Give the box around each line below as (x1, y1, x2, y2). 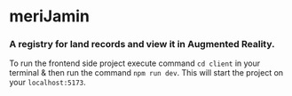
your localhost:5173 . (9, 77, 86, 88)
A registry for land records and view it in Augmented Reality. (9, 38, 275, 51)
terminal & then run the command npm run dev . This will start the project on (9, 68, 284, 78)
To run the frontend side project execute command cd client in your (9, 58, 261, 68)
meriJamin (9, 6, 91, 27)
